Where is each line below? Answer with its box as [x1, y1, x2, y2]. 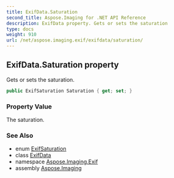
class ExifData [15, 152, 51, 159]
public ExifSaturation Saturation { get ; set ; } [6, 88, 132, 94]
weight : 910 [6, 32, 37, 38]
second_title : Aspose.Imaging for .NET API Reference [6, 15, 147, 21]
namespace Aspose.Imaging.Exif [15, 158, 98, 165]
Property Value [6, 102, 53, 110]
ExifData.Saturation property [6, 60, 119, 70]
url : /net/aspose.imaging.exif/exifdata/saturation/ [6, 37, 143, 43]
